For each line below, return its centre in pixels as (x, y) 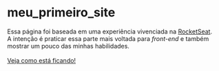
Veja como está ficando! (42, 60)
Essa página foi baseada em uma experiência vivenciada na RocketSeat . (109, 31)
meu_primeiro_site (61, 13)
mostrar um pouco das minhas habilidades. (68, 46)
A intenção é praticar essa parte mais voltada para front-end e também (108, 38)
